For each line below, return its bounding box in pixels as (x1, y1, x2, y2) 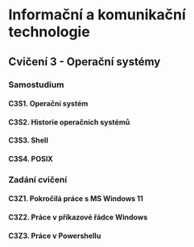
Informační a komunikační (8, 6, 187, 24)
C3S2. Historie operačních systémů (8, 117, 130, 126)
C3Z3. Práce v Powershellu (8, 231, 101, 241)
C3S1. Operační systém (8, 99, 89, 109)
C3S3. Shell (8, 135, 48, 146)
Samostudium (8, 79, 64, 90)
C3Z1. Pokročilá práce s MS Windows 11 (8, 194, 143, 204)
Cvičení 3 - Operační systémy (8, 55, 161, 68)
